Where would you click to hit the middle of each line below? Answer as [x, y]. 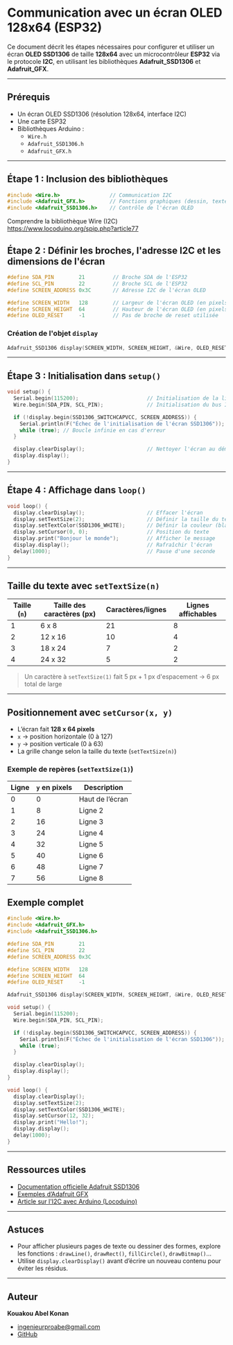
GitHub [27, 1335]
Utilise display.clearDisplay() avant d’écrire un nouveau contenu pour [119, 1261]
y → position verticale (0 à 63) [60, 744]
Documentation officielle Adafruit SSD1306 [78, 1186]
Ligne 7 [91, 867]
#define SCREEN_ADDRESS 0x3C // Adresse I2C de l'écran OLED [107, 290]
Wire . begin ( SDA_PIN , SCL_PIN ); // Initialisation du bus [118, 405]
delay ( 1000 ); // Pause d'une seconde [114, 551]
